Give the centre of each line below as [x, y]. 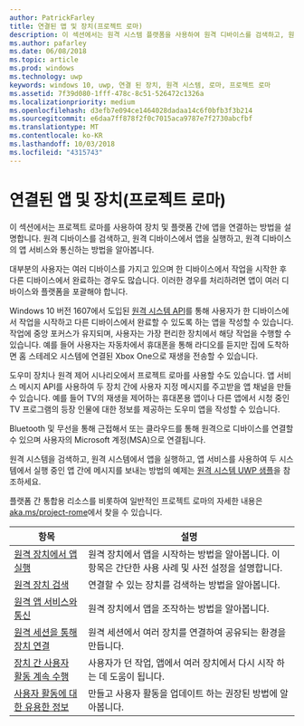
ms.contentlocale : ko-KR [56, 136]
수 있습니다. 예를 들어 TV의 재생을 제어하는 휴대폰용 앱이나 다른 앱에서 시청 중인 [150, 397]
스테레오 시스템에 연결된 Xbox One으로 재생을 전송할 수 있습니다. [143, 356]
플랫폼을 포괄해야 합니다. [84, 291]
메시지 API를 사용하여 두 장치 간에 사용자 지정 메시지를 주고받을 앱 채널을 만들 [155, 387]
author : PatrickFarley [52, 18]
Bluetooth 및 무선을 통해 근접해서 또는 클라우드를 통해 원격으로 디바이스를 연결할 [152, 428]
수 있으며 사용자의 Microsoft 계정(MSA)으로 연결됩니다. [108, 439]
